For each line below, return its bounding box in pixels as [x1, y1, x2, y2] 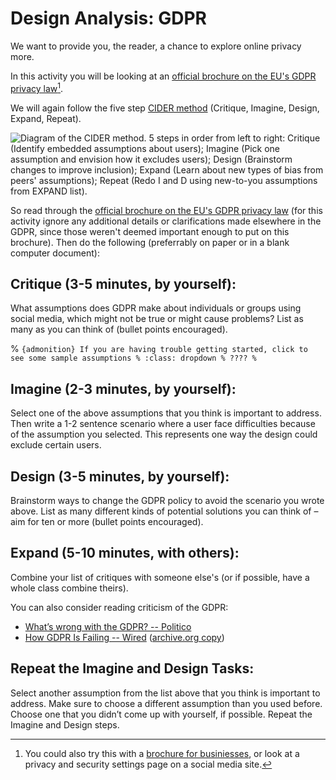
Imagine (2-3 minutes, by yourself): [10, 380, 237, 397]
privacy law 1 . [10, 80, 64, 94]
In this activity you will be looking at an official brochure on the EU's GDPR [10, 70, 317, 82]
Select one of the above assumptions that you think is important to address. [10, 407, 322, 419]
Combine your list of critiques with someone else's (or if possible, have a [10, 571, 310, 583]
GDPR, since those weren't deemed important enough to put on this [10, 225, 290, 237]
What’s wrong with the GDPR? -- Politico [24, 620, 192, 632]
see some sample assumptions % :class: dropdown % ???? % [10, 353, 257, 364]
